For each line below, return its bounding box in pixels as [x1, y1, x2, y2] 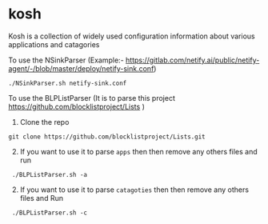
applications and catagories [8, 39, 100, 49]
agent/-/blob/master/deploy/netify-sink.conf [8, 63, 154, 73]
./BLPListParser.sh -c [11, 209, 88, 217]
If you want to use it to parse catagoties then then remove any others [19, 185, 250, 194]
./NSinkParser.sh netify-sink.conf [8, 79, 127, 87]
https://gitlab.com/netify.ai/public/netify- [125, 55, 260, 65]
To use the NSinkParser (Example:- [8, 55, 124, 65]
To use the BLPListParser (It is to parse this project [8, 93, 176, 102]
